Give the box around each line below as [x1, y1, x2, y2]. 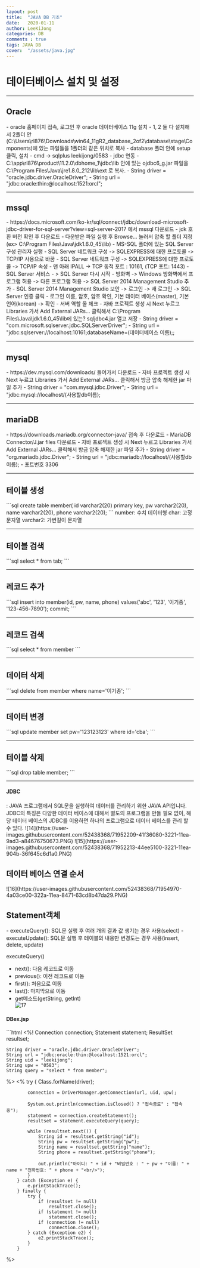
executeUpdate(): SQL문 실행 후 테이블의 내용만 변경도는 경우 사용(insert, [6, 934, 180, 942]
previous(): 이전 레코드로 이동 [14, 973, 85, 980]
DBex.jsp [6, 1016, 29, 1023]
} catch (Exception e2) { [27, 1230, 92, 1236]
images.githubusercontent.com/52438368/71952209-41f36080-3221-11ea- [6, 831, 192, 838]
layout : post [6, 8, 39, 15]
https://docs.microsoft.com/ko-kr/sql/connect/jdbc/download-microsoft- [10, 218, 189, 226]
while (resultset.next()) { [27, 1128, 97, 1134]
